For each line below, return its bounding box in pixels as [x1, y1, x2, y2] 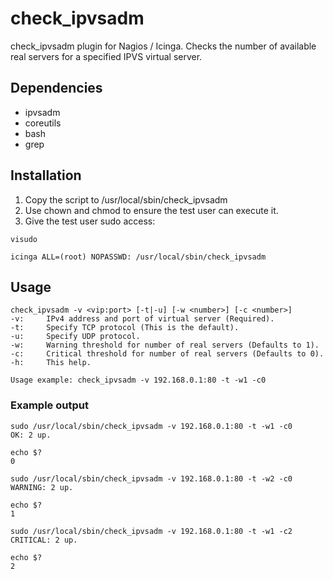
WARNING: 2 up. [10, 482, 74, 492]
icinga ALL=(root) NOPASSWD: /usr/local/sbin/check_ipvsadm [10, 252, 267, 262]
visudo [10, 234, 38, 244]
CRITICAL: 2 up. [10, 535, 78, 545]
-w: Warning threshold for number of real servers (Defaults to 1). [10, 340, 320, 351]
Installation [10, 167, 82, 184]
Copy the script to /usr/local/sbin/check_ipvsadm [24, 193, 228, 206]
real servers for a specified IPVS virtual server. [10, 50, 203, 62]
